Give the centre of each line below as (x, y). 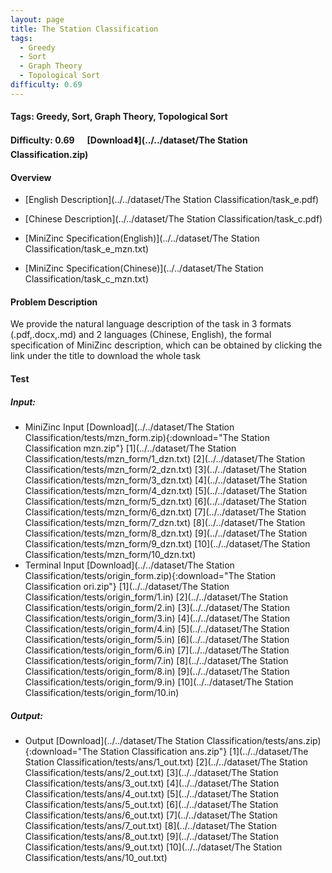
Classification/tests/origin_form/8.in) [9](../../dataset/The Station (157, 671)
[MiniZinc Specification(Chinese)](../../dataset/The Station (144, 268)
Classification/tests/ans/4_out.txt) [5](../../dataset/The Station (151, 793)
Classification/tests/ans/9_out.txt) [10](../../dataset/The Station (153, 847)
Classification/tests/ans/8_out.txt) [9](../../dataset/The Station (151, 836)
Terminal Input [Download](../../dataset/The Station (129, 565)
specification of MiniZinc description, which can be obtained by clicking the (166, 345)
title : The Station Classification (84, 29)
